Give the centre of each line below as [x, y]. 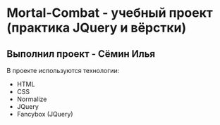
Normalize [32, 99]
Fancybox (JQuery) [45, 114]
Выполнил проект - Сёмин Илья [81, 54]
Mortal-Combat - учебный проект [110, 13]
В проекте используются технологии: [63, 71]
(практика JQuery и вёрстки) [97, 28]
